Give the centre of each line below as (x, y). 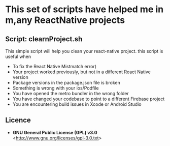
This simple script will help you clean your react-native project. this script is (84, 51)
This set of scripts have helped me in (84, 9)
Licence (18, 120)
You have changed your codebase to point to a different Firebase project (89, 99)
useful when (18, 56)
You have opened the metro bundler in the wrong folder (71, 93)
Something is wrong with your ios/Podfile (56, 88)
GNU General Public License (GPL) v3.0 (55, 132)
